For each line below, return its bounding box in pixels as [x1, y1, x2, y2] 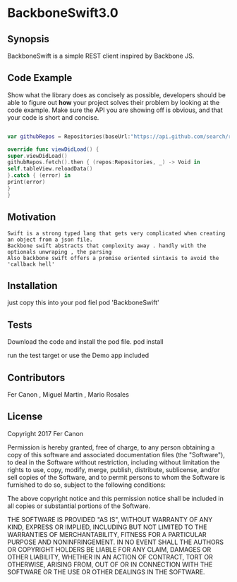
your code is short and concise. [7, 113, 99, 121]
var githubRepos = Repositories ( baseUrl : [7, 132, 131, 140]
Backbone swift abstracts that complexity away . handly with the [7, 242, 207, 249]
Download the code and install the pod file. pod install [7, 338, 164, 346]
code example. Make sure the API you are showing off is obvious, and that [7, 106, 224, 114]
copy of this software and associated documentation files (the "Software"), [7, 450, 226, 459]
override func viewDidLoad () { [7, 146, 99, 153]
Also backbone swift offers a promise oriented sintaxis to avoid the [7, 254, 219, 261]
